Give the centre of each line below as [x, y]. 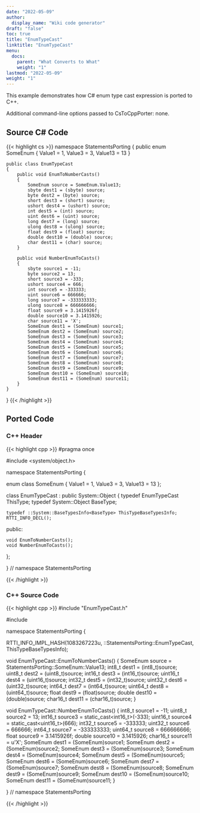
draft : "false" [25, 28]
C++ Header [24, 436]
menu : [13, 51]
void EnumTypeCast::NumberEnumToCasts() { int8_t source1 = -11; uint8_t [96, 710]
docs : [19, 56]
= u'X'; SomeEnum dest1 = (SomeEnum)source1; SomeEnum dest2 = [90, 742]
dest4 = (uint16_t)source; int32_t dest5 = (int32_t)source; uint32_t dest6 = [97, 680]
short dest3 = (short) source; [67, 200]
